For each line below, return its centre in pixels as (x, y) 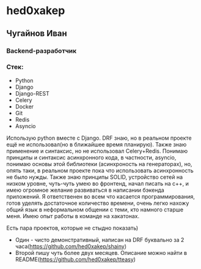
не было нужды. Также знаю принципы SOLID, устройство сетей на (95, 177)
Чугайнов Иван (37, 33)
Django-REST (32, 93)
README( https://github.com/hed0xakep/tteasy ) (75, 259)
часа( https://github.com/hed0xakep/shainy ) (71, 246)
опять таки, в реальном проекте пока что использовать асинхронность (100, 170)
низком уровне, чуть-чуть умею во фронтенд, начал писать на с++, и (98, 183)
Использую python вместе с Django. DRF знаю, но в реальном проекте (99, 138)
